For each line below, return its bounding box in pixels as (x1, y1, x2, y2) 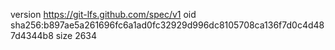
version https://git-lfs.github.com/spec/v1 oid (10, 9, 197, 20)
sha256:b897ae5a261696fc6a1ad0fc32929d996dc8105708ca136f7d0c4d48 (10, 19, 325, 31)
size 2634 (55, 30, 98, 41)
